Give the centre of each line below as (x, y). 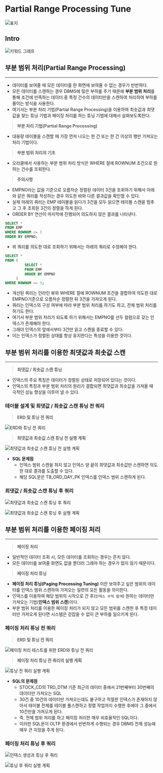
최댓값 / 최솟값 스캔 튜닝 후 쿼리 (39, 491)
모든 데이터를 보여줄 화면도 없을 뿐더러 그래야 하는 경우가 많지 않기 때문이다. (84, 563)
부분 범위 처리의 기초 (36, 152)
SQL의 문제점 (25, 681)
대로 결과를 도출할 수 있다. (49, 471)
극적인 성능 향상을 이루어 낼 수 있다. (46, 392)
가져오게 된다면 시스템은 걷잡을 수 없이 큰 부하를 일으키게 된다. (80, 614)
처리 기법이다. (25, 142)
